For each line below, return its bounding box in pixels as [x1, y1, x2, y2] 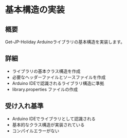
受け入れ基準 [5, 102, 44, 110]
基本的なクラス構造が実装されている [12, 122, 85, 127]
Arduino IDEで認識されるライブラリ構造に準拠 [12, 80, 105, 86]
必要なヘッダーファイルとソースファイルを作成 [12, 74, 106, 80]
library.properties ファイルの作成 [12, 86, 78, 92]
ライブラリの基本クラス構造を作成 [12, 68, 81, 74]
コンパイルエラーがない [12, 128, 59, 134]
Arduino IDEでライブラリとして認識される [12, 116, 96, 122]
